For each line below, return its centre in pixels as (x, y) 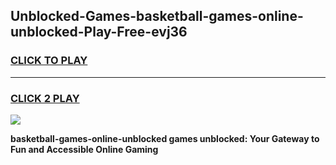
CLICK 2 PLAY (45, 98)
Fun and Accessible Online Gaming (84, 149)
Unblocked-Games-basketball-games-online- (157, 16)
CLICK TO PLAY (49, 61)
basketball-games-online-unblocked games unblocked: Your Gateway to (165, 138)
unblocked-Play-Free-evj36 (99, 32)
